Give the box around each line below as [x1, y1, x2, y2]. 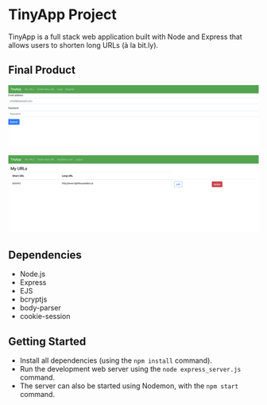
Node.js [19, 269, 46, 279]
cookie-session [19, 312, 71, 321]
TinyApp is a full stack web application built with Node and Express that [8, 32, 242, 41]
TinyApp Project [8, 6, 118, 24]
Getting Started [8, 334, 87, 348]
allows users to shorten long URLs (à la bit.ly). [8, 40, 159, 49]
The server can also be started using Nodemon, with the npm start [19, 380, 239, 391]
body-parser [19, 303, 61, 313]
